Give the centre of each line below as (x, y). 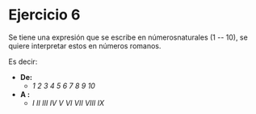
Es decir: (23, 61)
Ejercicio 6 (44, 15)
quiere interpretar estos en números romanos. (85, 45)
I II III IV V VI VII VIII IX (68, 103)
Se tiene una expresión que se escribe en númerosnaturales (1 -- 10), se (128, 37)
